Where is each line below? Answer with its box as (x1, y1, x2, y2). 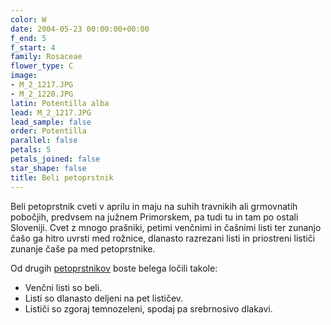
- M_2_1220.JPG (10, 89, 74, 99)
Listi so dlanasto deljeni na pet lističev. (24, 292, 184, 304)
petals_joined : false (10, 154, 101, 164)
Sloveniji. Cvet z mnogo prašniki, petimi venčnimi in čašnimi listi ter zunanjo (10, 221, 322, 233)
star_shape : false (10, 163, 87, 173)
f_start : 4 (10, 42, 56, 53)
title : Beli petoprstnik (10, 172, 114, 183)
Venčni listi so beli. (24, 281, 103, 293)
